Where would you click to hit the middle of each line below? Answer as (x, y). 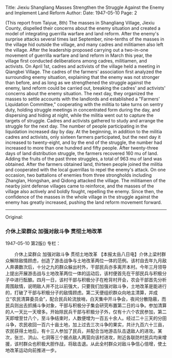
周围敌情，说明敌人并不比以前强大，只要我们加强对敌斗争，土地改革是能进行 (86, 286)
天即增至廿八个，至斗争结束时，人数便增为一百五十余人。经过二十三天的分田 (86, 318)
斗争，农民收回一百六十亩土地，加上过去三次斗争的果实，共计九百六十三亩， (86, 325)
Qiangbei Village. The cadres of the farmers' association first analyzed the (84, 72)
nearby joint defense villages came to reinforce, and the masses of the (80, 186)
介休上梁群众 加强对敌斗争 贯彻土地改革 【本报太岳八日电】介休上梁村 (88, 254)
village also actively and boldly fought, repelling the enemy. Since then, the (84, 191)
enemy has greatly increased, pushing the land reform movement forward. (84, 202)
